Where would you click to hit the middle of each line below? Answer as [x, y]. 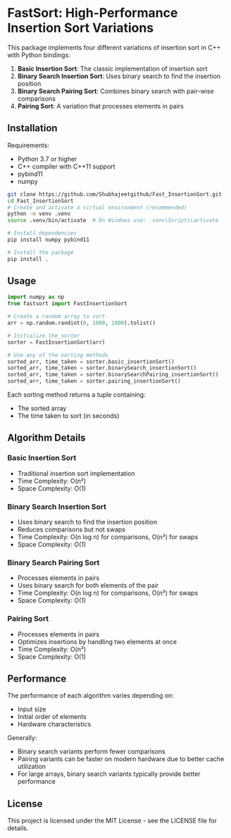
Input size [32, 709]
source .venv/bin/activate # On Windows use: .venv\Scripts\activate [113, 221]
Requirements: [28, 145]
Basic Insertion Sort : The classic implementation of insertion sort [112, 68]
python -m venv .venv [39, 214]
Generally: [22, 738]
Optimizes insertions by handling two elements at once [97, 641]
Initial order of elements [52, 717]
